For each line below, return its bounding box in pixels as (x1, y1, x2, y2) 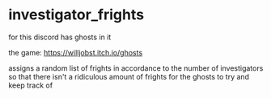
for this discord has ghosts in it (8, 32, 112, 42)
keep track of (8, 80, 53, 90)
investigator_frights (8, 6, 144, 24)
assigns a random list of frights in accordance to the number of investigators (8, 63, 264, 73)
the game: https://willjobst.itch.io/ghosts (8, 47, 143, 57)
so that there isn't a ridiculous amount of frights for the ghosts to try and (8, 71, 249, 81)
